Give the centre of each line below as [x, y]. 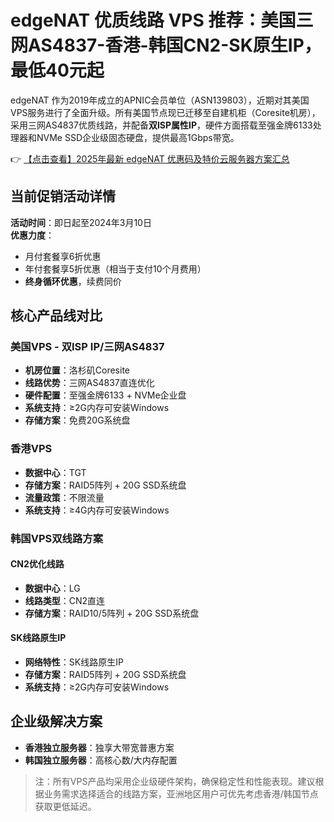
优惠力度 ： [32, 235]
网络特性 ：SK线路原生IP [74, 662]
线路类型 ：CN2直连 [65, 600]
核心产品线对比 [56, 316]
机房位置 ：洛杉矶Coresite [77, 370]
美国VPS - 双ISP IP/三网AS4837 [87, 347]
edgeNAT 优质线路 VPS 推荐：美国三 [162, 20]
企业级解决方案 [56, 721]
